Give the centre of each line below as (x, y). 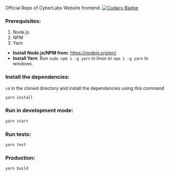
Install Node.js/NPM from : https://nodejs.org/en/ (64, 53)
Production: (20, 158)
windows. (23, 64)
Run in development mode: (39, 111)
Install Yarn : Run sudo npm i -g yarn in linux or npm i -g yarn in (80, 58)
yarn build (17, 168)
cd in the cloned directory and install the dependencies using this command (85, 88)
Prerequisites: (23, 21)
